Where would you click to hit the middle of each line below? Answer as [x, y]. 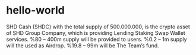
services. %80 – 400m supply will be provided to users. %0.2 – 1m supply [97, 39]
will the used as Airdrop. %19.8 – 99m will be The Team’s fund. [83, 46]
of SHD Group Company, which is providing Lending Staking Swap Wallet [96, 33]
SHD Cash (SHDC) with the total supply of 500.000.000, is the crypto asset [98, 27]
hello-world [36, 10]
